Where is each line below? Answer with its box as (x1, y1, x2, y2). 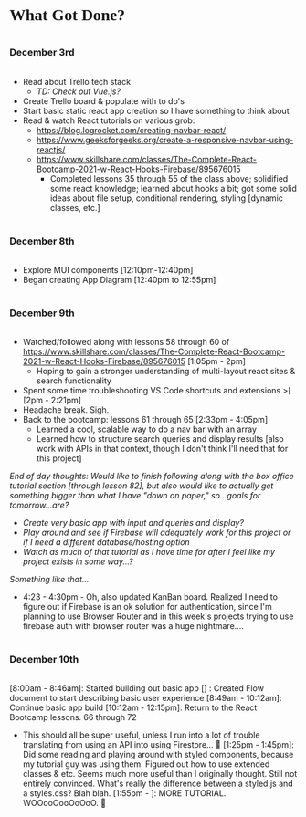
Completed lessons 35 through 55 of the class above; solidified (49, 173, 289, 184)
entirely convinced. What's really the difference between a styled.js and (22, 778, 294, 790)
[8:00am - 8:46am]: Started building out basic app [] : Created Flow (9, 683, 265, 694)
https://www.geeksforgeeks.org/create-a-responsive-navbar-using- (36, 134, 294, 146)
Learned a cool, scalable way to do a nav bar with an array (36, 424, 258, 435)
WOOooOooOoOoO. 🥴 (22, 798, 107, 809)
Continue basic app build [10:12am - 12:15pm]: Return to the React (9, 702, 258, 713)
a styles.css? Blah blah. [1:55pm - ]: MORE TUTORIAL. (22, 788, 227, 799)
